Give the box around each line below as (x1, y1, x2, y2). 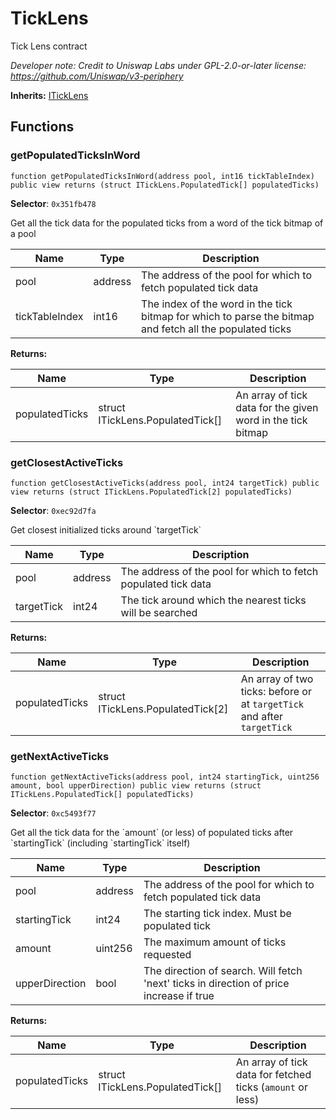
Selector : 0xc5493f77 (10, 807, 97, 819)
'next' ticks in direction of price (143, 977, 290, 991)
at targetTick (240, 697, 305, 711)
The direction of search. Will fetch (143, 964, 303, 978)
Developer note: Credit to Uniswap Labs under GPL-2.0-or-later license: (10, 59, 307, 71)
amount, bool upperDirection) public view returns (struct (10, 781, 262, 791)
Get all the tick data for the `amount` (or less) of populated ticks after (10, 827, 294, 839)
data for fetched (235, 1068, 312, 1082)
